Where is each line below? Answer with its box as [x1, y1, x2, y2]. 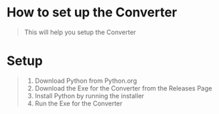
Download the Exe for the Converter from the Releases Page [34, 83, 213, 93]
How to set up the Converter [6, 4, 178, 21]
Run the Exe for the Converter [34, 99, 123, 108]
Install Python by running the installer [34, 91, 144, 100]
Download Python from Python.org [34, 76, 137, 85]
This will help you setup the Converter [24, 28, 136, 36]
